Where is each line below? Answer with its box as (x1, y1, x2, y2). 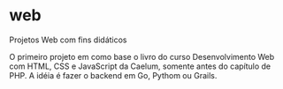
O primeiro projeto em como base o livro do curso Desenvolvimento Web (9, 51, 275, 62)
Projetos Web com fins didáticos (9, 34, 127, 45)
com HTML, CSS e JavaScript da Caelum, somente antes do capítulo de (9, 61, 272, 71)
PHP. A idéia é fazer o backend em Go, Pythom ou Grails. (9, 70, 218, 80)
